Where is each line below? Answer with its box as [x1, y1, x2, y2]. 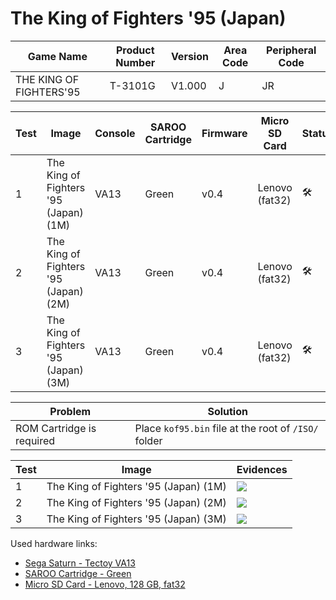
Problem [49, 404, 92, 418]
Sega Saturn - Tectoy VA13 [24, 557, 136, 569]
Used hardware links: [10, 537, 98, 549]
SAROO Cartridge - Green [24, 567, 132, 579]
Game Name [27, 49, 88, 63]
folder [134, 433, 163, 447]
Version [170, 49, 209, 63]
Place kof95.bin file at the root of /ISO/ [134, 421, 319, 435]
